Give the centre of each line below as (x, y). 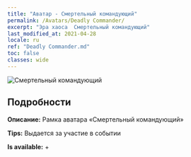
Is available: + (28, 146)
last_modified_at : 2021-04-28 (52, 34)
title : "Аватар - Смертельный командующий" (73, 14)
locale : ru (23, 40)
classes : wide (28, 60)
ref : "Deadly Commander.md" (49, 47)
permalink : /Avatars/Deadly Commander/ (66, 21)
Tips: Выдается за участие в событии (64, 133)
